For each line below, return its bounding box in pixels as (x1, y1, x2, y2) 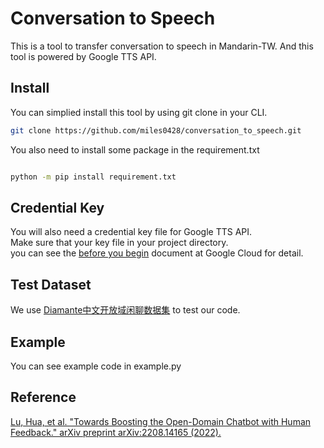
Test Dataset (10, 276, 92, 293)
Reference (10, 389, 77, 406)
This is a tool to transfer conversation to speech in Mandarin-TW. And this (10, 40, 314, 52)
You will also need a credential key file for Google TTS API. (10, 226, 253, 238)
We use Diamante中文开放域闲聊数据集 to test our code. (10, 304, 241, 316)
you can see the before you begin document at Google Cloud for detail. (10, 247, 304, 259)
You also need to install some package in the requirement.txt (10, 143, 260, 156)
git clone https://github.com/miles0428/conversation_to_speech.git (10, 125, 302, 136)
